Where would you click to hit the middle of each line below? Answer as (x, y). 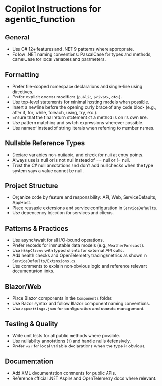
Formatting (22, 75)
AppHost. (22, 203)
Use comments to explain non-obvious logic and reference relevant (80, 266)
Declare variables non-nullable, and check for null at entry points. (78, 155)
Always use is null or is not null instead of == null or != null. (71, 160)
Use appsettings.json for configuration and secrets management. (78, 309)
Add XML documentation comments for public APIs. (64, 373)
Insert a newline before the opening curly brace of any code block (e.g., (84, 107)
